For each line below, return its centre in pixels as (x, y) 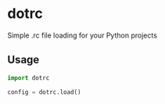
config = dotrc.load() (44, 92)
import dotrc (29, 78)
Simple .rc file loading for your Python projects (82, 35)
